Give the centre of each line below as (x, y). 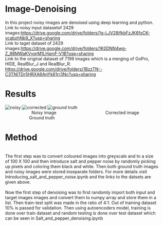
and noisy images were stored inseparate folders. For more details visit (76, 171)
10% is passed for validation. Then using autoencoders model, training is (78, 207)
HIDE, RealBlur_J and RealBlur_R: (38, 64)
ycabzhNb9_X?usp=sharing (33, 38)
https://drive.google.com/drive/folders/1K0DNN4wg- (74, 48)
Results (21, 94)
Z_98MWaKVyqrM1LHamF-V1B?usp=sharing (49, 53)
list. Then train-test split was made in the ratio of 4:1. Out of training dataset (81, 203)
